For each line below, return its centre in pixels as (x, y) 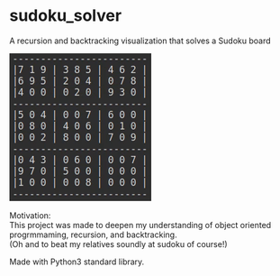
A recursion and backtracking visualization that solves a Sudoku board (140, 41)
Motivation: (30, 215)
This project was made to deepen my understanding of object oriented (140, 225)
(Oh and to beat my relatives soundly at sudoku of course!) (118, 244)
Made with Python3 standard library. (77, 262)
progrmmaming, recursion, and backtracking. (93, 235)
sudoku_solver (66, 16)
